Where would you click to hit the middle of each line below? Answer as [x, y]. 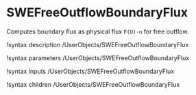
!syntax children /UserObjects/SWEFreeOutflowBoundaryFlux [93, 84]
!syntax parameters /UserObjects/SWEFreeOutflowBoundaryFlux [98, 58]
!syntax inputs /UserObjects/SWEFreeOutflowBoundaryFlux [90, 71]
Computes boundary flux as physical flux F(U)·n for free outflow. [98, 31]
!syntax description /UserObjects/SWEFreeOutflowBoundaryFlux [98, 44]
